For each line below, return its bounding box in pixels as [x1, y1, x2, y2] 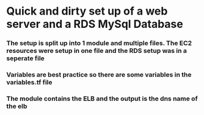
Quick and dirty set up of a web [6, 4, 168, 18]
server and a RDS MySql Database [6, 17, 183, 31]
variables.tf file [6, 78, 53, 86]
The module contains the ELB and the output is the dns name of [6, 94, 198, 103]
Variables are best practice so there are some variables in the [6, 71, 192, 79]
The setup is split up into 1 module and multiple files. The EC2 [6, 39, 192, 47]
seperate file [6, 54, 45, 63]
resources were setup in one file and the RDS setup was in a [6, 47, 188, 55]
